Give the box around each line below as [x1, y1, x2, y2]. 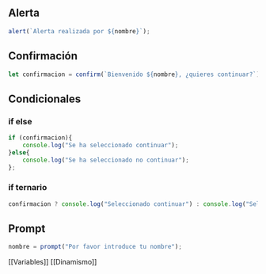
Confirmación [8, 49, 78, 63]
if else [8, 116, 32, 127]
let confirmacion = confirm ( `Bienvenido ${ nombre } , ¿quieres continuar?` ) [8, 70, 260, 78]
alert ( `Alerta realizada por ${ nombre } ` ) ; [8, 27, 150, 35]
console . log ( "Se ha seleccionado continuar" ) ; [22, 141, 179, 149]
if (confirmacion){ [8, 134, 73, 142]
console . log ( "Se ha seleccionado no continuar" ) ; [22, 156, 190, 164]
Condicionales [8, 92, 82, 105]
